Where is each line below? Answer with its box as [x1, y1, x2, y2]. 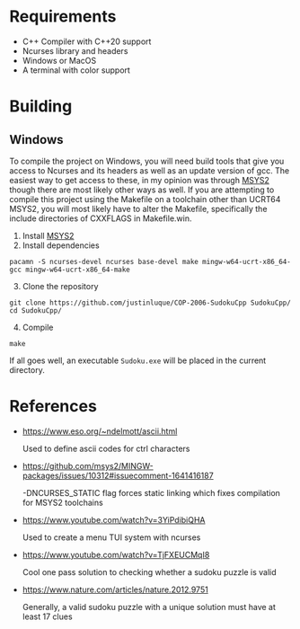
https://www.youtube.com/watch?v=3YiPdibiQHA [22, 514, 206, 525]
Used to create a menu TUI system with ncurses [22, 532, 201, 543]
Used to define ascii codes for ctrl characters [22, 443, 190, 454]
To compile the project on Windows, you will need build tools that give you [9, 155, 285, 166]
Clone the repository [22, 280, 99, 291]
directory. [9, 364, 45, 375]
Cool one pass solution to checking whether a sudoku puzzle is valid [22, 566, 277, 577]
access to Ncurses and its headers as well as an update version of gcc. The [9, 164, 290, 176]
